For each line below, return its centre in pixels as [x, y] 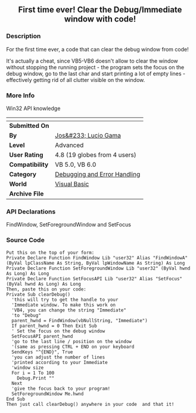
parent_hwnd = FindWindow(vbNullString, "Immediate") [80, 320]
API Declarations [31, 212]
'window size [28, 368]
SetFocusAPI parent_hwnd [42, 336]
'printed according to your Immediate [60, 362]
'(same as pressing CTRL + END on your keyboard [73, 347]
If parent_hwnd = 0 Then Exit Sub [54, 326]
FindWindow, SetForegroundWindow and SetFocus [69, 225]
